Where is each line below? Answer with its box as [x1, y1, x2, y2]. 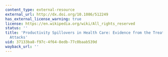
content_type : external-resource [5, 7, 75, 12]
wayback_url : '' [5, 44, 39, 49]
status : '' [5, 26, 28, 31]
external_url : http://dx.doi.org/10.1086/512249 [5, 12, 108, 17]
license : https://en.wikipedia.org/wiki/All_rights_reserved [5, 21, 135, 26]
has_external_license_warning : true [5, 16, 81, 21]
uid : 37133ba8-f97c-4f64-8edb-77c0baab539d [5, 40, 97, 45]
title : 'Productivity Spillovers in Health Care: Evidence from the [5, 30, 151, 35]
